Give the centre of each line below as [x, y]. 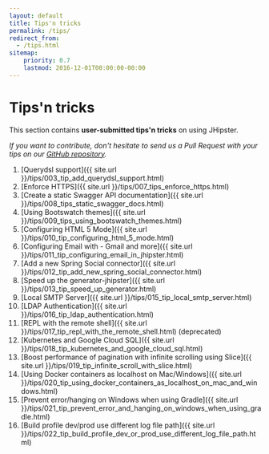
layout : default [36, 16]
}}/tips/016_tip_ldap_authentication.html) [87, 314]
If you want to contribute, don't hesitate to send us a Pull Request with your [134, 145]
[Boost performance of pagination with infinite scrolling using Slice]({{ [136, 357]
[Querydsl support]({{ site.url [68, 169]
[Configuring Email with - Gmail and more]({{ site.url [106, 246]
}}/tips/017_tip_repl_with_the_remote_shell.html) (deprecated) [121, 331]
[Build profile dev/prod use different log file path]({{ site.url [118, 425]
